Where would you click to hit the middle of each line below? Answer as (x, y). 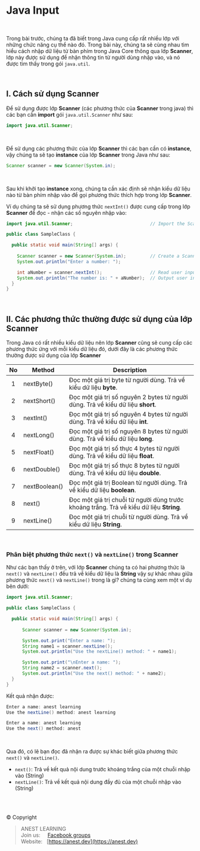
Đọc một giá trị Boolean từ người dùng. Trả (128, 483)
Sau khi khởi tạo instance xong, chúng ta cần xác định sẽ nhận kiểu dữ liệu (98, 189)
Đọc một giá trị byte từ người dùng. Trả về (127, 380)
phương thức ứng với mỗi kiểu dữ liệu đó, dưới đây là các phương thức (92, 349)
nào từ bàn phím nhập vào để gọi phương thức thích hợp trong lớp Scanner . (99, 195)
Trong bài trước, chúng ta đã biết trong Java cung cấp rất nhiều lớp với (93, 38)
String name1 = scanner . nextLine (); (67, 646)
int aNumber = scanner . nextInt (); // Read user (100, 272)
